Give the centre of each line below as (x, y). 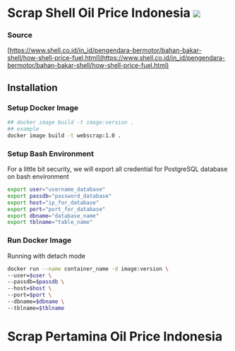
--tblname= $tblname (36, 308)
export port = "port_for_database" (56, 209)
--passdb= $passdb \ (36, 282)
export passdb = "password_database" (60, 196)
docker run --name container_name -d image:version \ (88, 269)
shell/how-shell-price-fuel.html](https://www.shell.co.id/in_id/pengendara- (116, 58)
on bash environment (38, 177)
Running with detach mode (47, 256)
